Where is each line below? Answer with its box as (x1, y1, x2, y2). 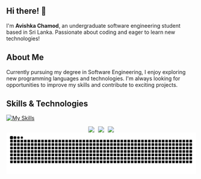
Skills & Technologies (6, 99, 88, 109)
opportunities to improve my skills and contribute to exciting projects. (6, 81, 178, 88)
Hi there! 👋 (6, 6, 47, 16)
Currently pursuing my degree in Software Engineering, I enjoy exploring (6, 68, 186, 75)
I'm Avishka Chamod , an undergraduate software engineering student (6, 22, 181, 29)
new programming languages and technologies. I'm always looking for (6, 75, 181, 82)
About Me (6, 52, 44, 63)
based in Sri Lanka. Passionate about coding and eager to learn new (6, 28, 176, 36)
